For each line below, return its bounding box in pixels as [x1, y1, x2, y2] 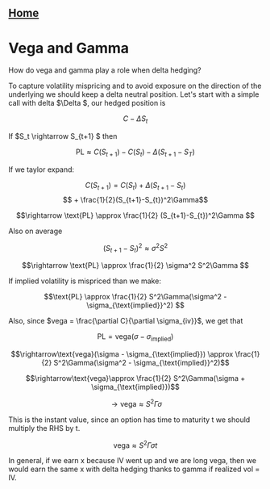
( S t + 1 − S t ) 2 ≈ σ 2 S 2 [102, 241, 168, 255]
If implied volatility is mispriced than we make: [8, 276, 161, 286]
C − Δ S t [123, 114, 148, 126]
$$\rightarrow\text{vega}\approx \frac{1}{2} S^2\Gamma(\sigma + [25, 373, 246, 382]
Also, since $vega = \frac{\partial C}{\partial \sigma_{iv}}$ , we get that [8, 316, 243, 326]
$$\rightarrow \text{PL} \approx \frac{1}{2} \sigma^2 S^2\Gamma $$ [21, 261, 250, 270]
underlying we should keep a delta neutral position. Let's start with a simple [8, 90, 260, 99]
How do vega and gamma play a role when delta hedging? [8, 65, 201, 75]
